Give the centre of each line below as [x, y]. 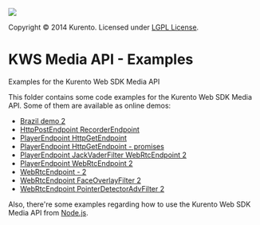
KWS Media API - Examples [101, 59]
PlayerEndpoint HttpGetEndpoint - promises [92, 146]
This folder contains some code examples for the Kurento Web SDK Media [130, 97]
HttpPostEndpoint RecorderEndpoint [79, 129]
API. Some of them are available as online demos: [90, 105]
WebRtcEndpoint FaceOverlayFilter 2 [80, 180]
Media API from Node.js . [49, 212]
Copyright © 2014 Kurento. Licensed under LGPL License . [104, 27]
